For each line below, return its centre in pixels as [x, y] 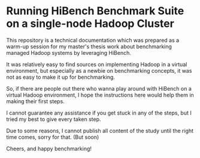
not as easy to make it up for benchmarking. [61, 77]
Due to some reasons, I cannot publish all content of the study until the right [100, 131]
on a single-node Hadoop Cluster [90, 24]
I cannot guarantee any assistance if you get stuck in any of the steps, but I [99, 113]
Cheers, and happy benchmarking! [49, 148]
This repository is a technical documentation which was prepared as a [93, 40]
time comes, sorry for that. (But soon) [53, 137]
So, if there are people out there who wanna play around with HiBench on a [99, 88]
